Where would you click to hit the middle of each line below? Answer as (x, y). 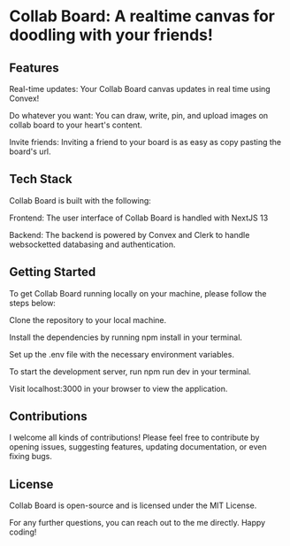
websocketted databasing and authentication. (92, 244)
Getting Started (53, 272)
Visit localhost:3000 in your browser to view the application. (118, 388)
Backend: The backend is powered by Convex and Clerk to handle (130, 235)
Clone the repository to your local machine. (88, 319)
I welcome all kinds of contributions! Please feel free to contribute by (134, 438)
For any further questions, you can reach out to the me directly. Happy (137, 523)
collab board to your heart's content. (76, 125)
